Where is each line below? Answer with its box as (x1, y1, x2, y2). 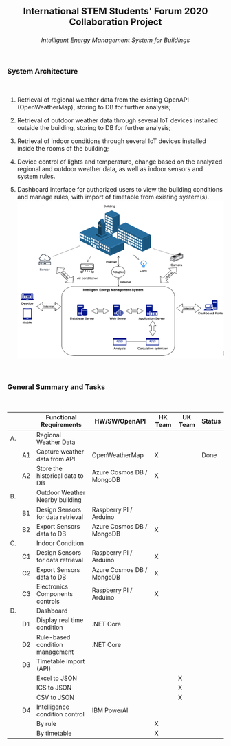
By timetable (36, 729, 72, 738)
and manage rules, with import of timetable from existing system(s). (16, 193, 210, 201)
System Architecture (7, 67, 78, 76)
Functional (45, 413, 77, 421)
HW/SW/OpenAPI (94, 417, 146, 425)
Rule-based (36, 633, 71, 641)
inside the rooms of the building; (16, 144, 109, 152)
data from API (36, 454, 76, 463)
